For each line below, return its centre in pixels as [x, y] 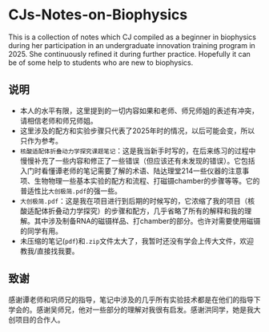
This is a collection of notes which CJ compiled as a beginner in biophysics [132, 37]
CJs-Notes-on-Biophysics [98, 15]
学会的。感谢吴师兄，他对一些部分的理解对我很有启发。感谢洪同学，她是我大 [134, 310]
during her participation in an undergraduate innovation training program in [132, 45]
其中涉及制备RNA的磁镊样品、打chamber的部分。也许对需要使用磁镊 [147, 221]
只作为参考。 [41, 140]
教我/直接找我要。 [49, 251]
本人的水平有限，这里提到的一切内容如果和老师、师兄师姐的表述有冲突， [139, 111]
